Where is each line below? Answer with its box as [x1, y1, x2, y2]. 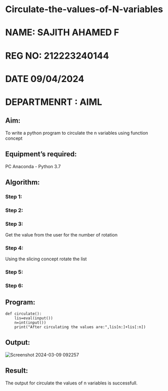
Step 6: [5, 282, 24, 289]
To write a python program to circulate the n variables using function [5, 130, 148, 136]
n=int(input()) [14, 320, 47, 325]
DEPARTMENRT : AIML [5, 96, 102, 107]
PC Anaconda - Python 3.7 [5, 163, 61, 169]
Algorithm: [5, 178, 40, 186]
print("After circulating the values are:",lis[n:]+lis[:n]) [14, 325, 146, 330]
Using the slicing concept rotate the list [5, 256, 87, 262]
